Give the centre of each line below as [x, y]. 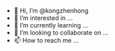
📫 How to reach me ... [46, 40]
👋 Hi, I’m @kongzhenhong [51, 11]
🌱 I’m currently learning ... [51, 25]
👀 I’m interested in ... [43, 18]
